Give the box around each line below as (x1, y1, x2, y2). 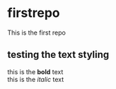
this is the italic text (7, 75, 64, 83)
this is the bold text (7, 67, 64, 76)
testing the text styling (7, 49, 110, 61)
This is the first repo (7, 28, 66, 37)
